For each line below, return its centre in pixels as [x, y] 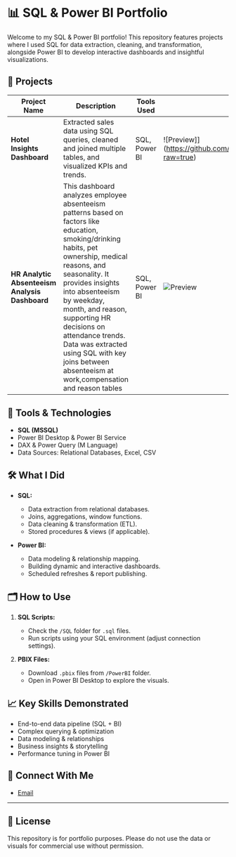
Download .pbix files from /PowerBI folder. [89, 673]
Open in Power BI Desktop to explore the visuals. [99, 681]
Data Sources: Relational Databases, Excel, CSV [87, 452]
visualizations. [28, 59]
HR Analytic [31, 274]
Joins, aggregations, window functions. [85, 517]
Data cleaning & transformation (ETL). [83, 524]
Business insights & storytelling [63, 746]
